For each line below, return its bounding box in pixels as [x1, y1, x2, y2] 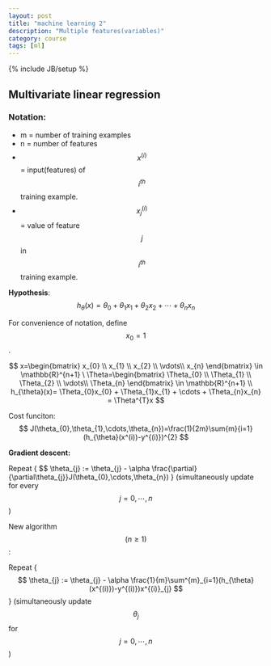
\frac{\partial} [151, 463, 197, 473]
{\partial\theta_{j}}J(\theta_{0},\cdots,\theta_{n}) [8, 472, 170, 482]
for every [8, 480, 39, 490]
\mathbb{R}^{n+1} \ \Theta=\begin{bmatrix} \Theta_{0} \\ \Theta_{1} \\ [20, 369, 252, 379]
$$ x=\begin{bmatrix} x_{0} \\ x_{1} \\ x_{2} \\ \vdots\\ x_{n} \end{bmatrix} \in [9, 360, 263, 370]
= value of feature [19, 220, 80, 230]
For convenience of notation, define [8, 318, 128, 328]
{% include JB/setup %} [8, 64, 89, 74]
